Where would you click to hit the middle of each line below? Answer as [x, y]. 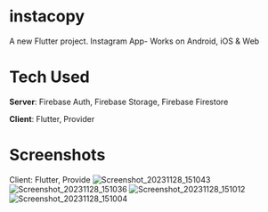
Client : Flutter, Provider [52, 118]
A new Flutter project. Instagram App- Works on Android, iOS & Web [134, 41]
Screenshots [57, 155]
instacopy [47, 16]
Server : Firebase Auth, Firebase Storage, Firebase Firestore [119, 102]
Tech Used [50, 77]
